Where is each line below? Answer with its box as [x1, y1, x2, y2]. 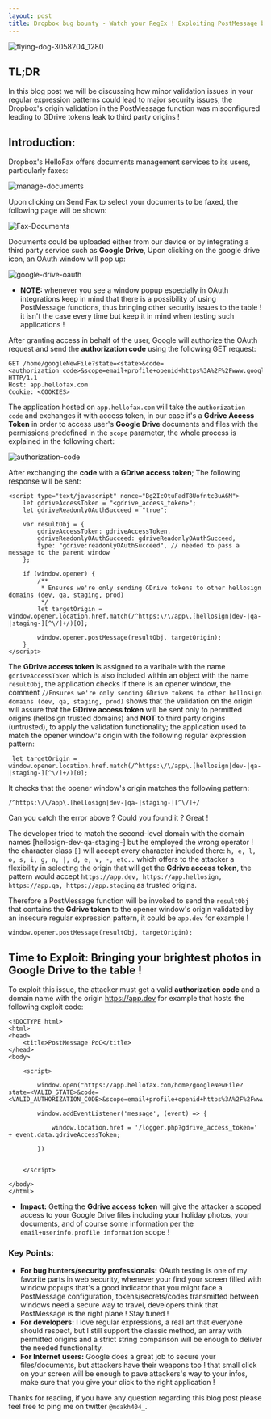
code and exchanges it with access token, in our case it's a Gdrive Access [8, 411, 255, 420]
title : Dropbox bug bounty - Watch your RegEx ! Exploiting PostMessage [8, 19, 258, 27]
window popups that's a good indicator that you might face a [19, 1283, 223, 1293]
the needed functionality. [19, 1343, 103, 1353]
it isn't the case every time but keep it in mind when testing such [19, 311, 235, 321]
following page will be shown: [8, 205, 107, 215]
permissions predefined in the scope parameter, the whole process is [8, 428, 236, 437]
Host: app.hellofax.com [8, 381, 89, 389]
